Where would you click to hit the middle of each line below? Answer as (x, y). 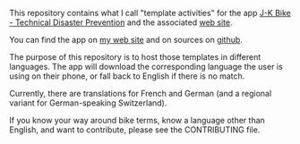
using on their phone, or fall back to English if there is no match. (127, 76)
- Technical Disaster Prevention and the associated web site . (121, 22)
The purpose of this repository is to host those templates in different (135, 57)
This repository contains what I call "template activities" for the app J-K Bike (150, 13)
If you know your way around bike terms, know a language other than (137, 120)
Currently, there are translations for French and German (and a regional (141, 93)
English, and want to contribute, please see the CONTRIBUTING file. (135, 130)
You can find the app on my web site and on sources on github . (126, 40)
